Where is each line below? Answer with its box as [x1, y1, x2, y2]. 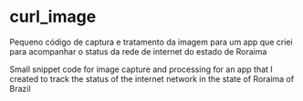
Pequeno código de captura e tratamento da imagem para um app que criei [9, 36, 294, 47]
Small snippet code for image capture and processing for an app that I [9, 64, 274, 75]
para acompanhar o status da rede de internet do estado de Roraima [9, 45, 267, 56]
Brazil [9, 83, 31, 94]
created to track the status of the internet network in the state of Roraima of [9, 73, 295, 84]
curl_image [9, 6, 97, 27]
